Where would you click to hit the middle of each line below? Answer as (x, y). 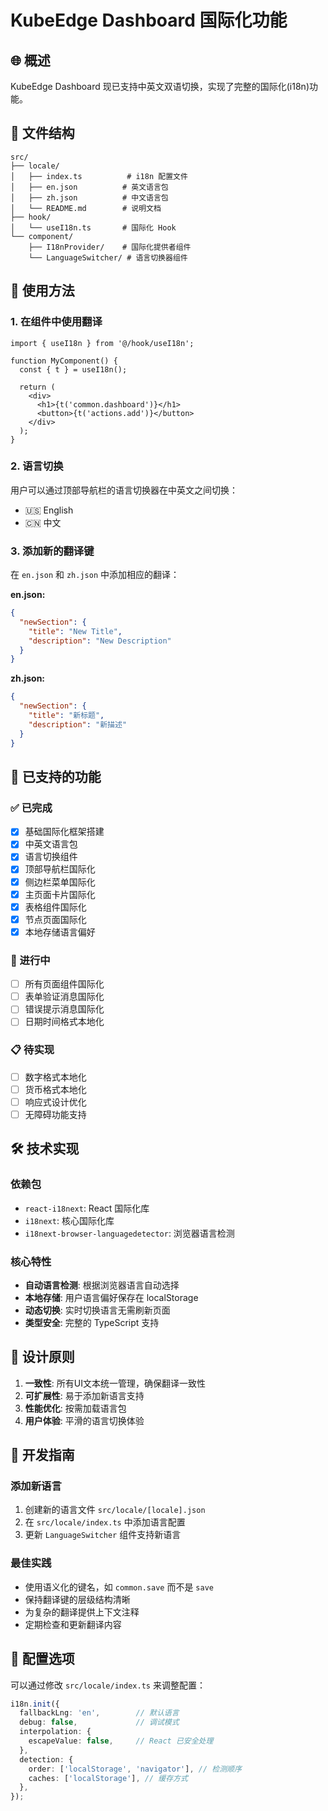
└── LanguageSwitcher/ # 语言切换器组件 (108, 257)
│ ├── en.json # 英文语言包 (89, 187)
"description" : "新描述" (78, 724)
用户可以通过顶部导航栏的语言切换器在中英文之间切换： (124, 490)
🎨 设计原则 (42, 1357)
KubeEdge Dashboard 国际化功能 (149, 20)
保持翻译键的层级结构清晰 (77, 1599)
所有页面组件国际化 (64, 984)
